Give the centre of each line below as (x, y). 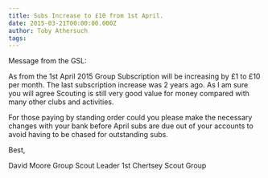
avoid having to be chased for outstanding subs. (89, 135)
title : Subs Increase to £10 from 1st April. (86, 16)
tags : (17, 38)
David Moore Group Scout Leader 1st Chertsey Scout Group (107, 166)
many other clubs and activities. (61, 102)
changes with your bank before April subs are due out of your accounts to (131, 126)
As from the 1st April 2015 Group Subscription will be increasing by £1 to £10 (134, 76)
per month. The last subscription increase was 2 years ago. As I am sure (128, 85)
